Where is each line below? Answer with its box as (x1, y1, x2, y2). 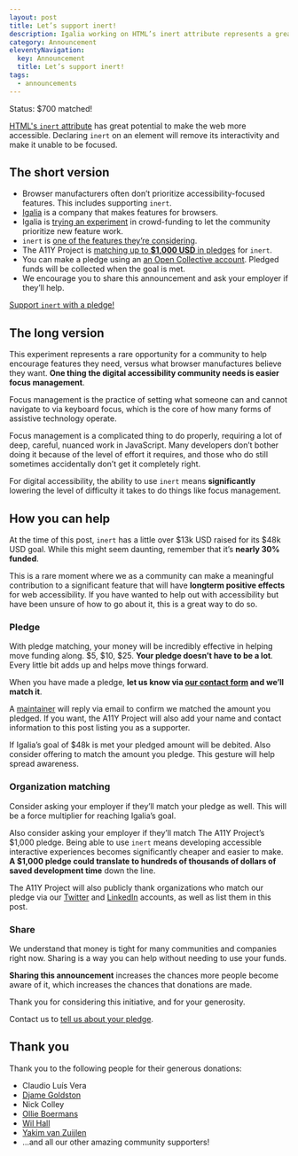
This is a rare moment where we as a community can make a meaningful (9, 571, 274, 582)
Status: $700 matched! (9, 103, 93, 113)
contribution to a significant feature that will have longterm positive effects (9, 580, 286, 590)
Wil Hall (21, 1118, 51, 1129)
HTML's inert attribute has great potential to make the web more (9, 121, 247, 131)
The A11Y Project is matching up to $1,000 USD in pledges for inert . (21, 245, 273, 255)
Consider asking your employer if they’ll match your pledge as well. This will (9, 801, 286, 811)
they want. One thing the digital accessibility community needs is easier (9, 368, 279, 379)
